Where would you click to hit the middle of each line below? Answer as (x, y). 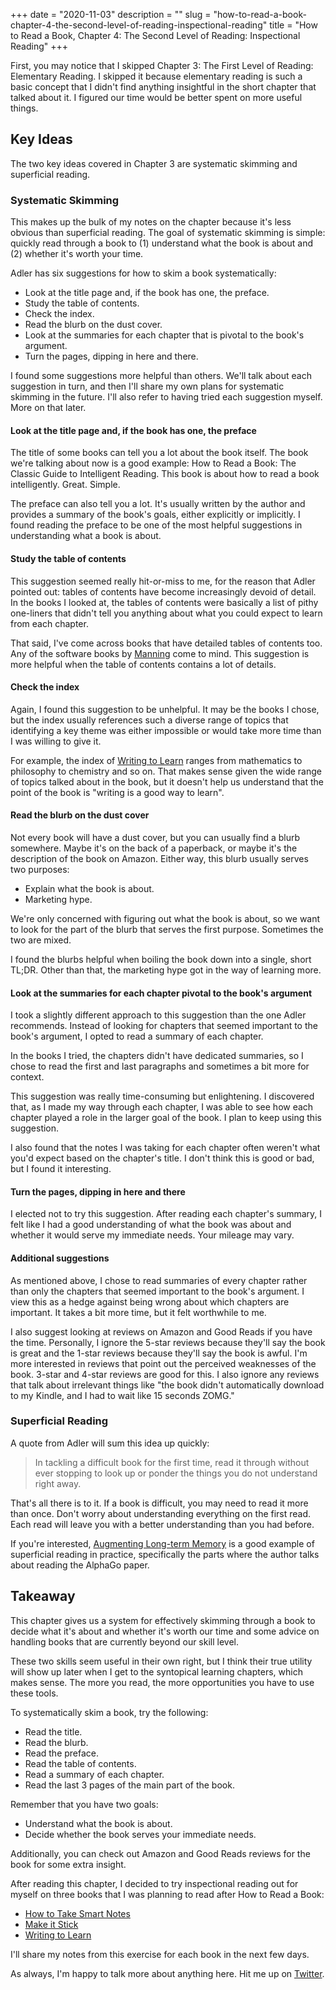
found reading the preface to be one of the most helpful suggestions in (156, 525)
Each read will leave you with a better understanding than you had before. (162, 1524)
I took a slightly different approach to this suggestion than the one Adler (158, 1015)
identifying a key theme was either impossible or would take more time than (166, 730)
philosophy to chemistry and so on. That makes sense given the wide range (166, 771)
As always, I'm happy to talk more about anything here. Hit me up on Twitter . (167, 1973)
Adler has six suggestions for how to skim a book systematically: (143, 273)
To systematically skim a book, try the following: (109, 1712)
